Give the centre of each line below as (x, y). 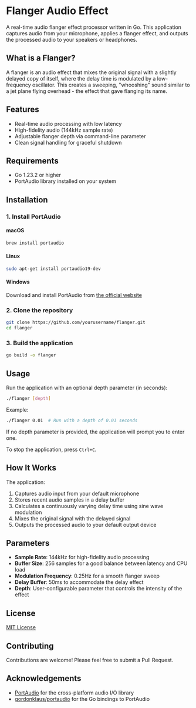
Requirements (32, 161)
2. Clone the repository (40, 310)
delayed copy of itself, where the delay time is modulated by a (81, 78)
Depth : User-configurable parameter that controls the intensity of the (98, 589)
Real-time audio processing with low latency (68, 123)
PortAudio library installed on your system (65, 181)
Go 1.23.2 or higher (38, 175)
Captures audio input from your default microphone (77, 493)
